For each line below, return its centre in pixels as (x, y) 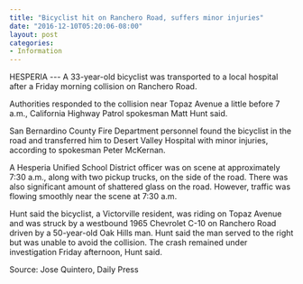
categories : (32, 43)
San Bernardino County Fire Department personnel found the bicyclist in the (150, 131)
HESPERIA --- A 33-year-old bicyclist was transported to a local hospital (144, 77)
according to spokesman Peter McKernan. (87, 151)
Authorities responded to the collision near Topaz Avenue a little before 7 (145, 104)
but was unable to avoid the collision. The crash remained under (129, 243)
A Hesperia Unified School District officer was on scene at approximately (145, 168)
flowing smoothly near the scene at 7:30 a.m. (93, 197)
